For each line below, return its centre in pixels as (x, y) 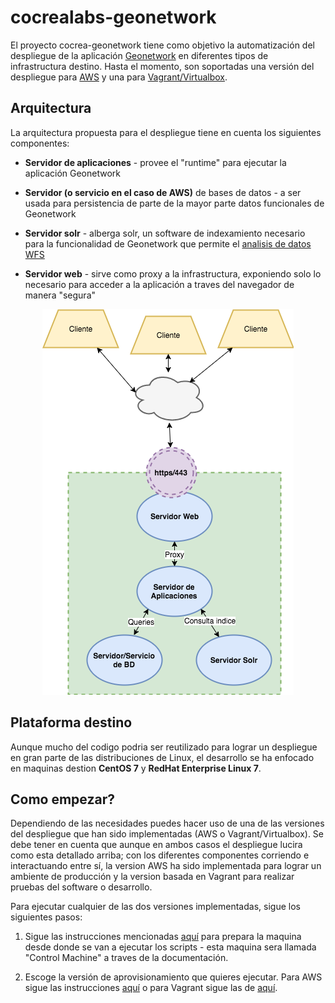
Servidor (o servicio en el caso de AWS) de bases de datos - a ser (163, 192)
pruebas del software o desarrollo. (81, 887)
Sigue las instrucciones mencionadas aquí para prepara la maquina (163, 937)
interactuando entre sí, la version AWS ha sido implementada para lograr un (166, 866)
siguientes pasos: (46, 917)
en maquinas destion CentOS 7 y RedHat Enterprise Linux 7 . (136, 768)
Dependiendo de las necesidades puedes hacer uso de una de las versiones (167, 823)
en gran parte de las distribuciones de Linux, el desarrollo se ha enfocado (162, 757)
